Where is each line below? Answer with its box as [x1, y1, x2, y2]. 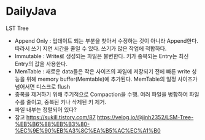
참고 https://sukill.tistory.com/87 [14, 113, 96, 120]
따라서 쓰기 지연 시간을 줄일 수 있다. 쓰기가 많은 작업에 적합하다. [14, 45, 167, 52]
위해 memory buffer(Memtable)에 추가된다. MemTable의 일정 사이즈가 [26, 75, 198, 83]
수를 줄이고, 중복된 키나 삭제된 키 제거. [14, 98, 107, 105]
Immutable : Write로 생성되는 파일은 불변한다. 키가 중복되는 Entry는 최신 [14, 52, 189, 59]
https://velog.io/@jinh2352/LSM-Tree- [96, 113, 194, 120]
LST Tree [6, 24, 29, 32]
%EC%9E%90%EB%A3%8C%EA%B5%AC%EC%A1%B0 [14, 127, 161, 134]
